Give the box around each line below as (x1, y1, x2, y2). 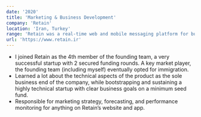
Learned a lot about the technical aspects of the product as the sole (14, 73, 182, 79)
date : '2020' (6, 8, 39, 15)
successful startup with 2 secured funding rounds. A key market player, (14, 59, 191, 67)
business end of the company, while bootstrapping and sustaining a (14, 79, 182, 86)
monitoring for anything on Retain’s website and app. (14, 104, 145, 111)
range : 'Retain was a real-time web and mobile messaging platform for (6, 31, 188, 37)
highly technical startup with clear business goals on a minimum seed (14, 85, 187, 92)
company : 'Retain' (6, 20, 52, 26)
